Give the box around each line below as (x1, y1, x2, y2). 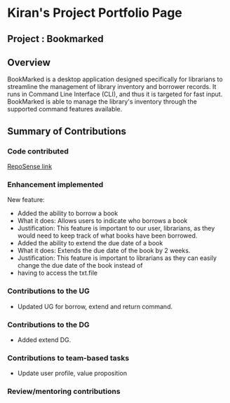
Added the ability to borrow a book (17, 209, 119, 218)
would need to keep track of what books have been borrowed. (17, 231, 198, 240)
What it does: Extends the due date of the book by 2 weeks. (17, 247, 191, 255)
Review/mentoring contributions (7, 387, 121, 397)
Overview (7, 56, 51, 68)
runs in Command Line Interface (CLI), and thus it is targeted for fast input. (7, 90, 223, 99)
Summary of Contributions (7, 125, 126, 137)
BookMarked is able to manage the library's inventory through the (7, 97, 198, 106)
